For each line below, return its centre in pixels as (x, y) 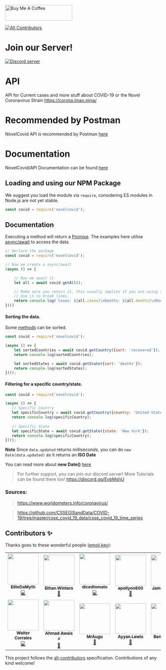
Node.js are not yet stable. (32, 200)
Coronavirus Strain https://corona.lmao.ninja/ (51, 100)
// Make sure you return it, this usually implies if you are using (86, 292)
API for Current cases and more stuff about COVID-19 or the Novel (73, 95)
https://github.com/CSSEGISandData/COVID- (63, 512)
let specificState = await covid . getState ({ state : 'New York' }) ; (80, 431)
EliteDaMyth (23, 587)
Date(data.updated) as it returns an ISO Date (51, 455)
